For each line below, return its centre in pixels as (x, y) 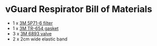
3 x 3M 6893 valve (32, 33)
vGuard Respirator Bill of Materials (79, 9)
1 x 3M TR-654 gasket (36, 28)
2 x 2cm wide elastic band (40, 39)
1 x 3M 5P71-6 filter (33, 23)
